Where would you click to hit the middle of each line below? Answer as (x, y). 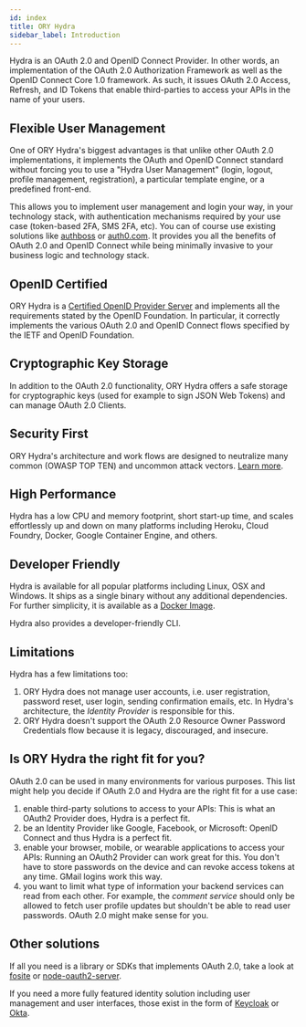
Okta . (20, 1012)
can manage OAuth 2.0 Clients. (68, 405)
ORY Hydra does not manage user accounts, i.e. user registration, (147, 692)
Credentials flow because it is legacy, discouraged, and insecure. (145, 730)
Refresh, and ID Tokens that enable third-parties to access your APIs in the (150, 90)
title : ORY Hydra (42, 26)
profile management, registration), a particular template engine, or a (137, 180)
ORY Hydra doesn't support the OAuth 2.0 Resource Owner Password (154, 721)
